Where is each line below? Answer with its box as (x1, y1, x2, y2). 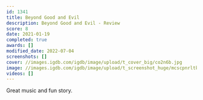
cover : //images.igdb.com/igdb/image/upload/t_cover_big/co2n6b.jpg (6, 59, 182, 65)
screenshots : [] (6, 54, 47, 60)
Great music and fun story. (6, 87, 72, 94)
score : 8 (6, 25, 28, 32)
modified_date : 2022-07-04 (6, 48, 74, 54)
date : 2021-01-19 (6, 31, 50, 37)
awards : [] (6, 43, 34, 49)
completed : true (6, 37, 47, 43)
